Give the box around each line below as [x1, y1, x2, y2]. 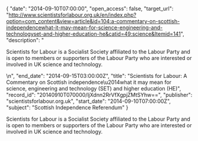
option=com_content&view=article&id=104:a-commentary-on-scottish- [6, 18, 180, 24]
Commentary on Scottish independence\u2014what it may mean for [6, 79, 172, 86]
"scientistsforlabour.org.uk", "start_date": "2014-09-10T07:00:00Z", [6, 98, 171, 105]
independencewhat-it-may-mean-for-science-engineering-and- [6, 24, 163, 31]
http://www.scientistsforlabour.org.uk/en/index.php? [8, 11, 136, 18]
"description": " [6, 37, 44, 43]
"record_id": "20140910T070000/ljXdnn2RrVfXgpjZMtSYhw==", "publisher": [6, 92, 193, 98]
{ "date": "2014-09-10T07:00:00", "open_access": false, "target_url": [6, 5, 174, 12]
